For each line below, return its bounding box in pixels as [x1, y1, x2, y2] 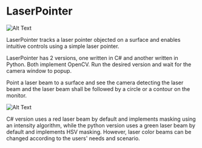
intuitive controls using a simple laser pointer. [6, 42, 120, 50]
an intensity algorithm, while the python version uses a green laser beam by [6, 121, 196, 129]
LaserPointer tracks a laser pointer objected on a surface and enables [6, 36, 181, 43]
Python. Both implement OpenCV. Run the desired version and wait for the [6, 61, 192, 68]
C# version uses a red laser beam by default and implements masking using [6, 115, 196, 123]
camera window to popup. [6, 67, 72, 74]
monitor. [6, 92, 27, 99]
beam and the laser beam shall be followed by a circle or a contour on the [6, 85, 190, 92]
